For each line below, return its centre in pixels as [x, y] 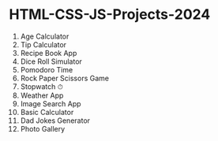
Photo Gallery [43, 128]
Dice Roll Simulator [51, 61]
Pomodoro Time [47, 69]
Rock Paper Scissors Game [65, 78]
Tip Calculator [43, 44]
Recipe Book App [49, 53]
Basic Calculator [47, 112]
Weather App [42, 95]
